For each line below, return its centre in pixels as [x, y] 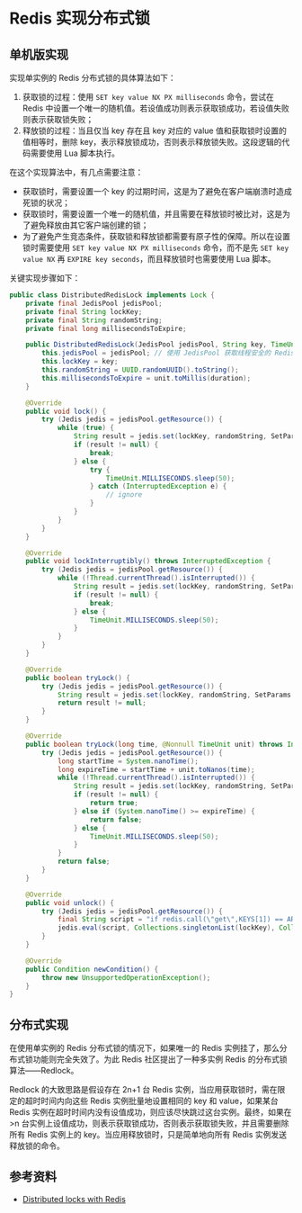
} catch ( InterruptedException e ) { [158, 487]
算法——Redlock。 [44, 1071]
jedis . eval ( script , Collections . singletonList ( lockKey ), [166, 928]
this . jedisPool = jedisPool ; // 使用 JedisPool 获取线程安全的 [156, 353]
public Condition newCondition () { [92, 969]
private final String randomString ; [94, 320]
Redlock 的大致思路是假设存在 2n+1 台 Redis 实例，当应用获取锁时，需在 [143, 1090]
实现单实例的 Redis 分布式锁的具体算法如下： [93, 78]
